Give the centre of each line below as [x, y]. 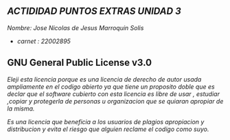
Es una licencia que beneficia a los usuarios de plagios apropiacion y [106, 121]
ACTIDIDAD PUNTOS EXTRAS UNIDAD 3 [94, 11]
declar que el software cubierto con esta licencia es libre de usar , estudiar [113, 94]
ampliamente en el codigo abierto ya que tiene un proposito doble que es [111, 86]
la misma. [21, 108]
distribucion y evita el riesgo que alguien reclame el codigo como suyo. [108, 129]
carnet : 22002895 [44, 41]
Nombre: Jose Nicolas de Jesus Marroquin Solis [76, 27]
